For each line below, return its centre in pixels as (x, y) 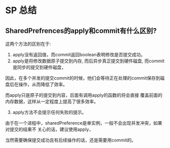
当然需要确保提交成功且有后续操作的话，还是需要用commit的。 (71, 140)
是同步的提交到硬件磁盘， (39, 67)
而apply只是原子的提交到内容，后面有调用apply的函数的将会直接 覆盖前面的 (84, 95)
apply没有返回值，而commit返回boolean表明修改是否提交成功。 (79, 54)
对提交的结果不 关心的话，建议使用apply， (49, 129)
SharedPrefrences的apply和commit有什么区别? (81, 31)
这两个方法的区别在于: (28, 44)
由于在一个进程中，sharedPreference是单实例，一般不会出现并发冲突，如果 (84, 123)
